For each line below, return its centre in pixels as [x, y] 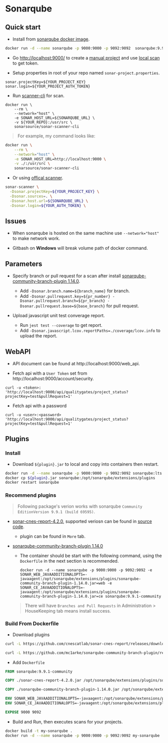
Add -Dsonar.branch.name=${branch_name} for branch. [75, 291]
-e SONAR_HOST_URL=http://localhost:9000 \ [60, 159]
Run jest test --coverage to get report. [61, 325]
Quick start [23, 27]
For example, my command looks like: [56, 136]
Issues [16, 221]
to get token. [25, 63]
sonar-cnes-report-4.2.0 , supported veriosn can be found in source [82, 521]
